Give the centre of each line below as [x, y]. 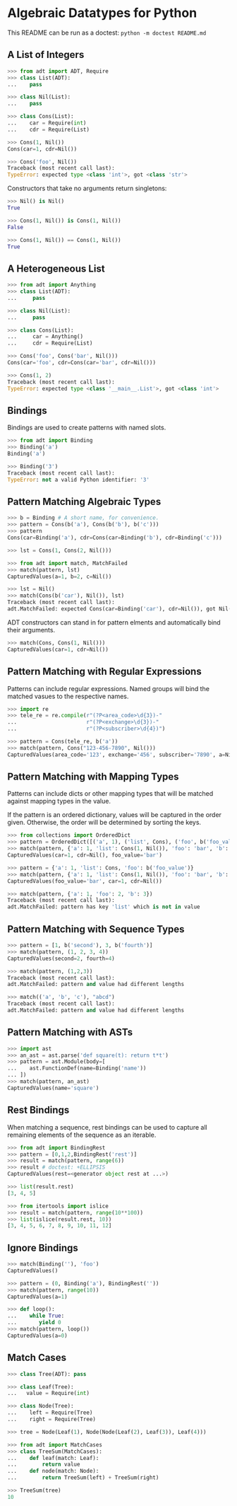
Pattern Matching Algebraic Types [84, 502]
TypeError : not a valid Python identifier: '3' [79, 480]
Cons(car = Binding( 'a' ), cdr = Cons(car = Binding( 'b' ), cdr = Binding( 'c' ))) [115, 538]
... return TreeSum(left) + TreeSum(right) [83, 1478]
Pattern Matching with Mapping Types [93, 777]
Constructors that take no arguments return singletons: [87, 188]
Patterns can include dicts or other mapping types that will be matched [110, 794]
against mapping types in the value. [59, 801]
